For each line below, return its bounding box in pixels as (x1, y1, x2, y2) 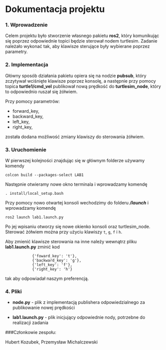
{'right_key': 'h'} (31, 267, 72, 272)
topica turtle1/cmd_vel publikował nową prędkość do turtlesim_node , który (5, 83, 161, 89)
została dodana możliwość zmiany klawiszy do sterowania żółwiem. (5, 134, 145, 140)
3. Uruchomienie (5, 146, 46, 153)
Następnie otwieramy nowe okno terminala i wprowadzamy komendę (5, 181, 147, 187)
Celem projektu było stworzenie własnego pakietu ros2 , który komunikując (5, 33, 159, 39)
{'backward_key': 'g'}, (31, 258, 81, 263)
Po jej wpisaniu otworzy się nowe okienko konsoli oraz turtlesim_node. (5, 224, 150, 230)
